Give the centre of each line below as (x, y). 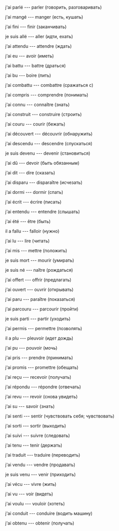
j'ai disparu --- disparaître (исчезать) (44, 182)
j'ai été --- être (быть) (28, 221)
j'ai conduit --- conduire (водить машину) (49, 513)
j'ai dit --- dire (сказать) (30, 173)
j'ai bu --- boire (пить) (28, 75)
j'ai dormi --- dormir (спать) (34, 192)
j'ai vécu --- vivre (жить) (31, 484)
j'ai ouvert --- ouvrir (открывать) (39, 289)
